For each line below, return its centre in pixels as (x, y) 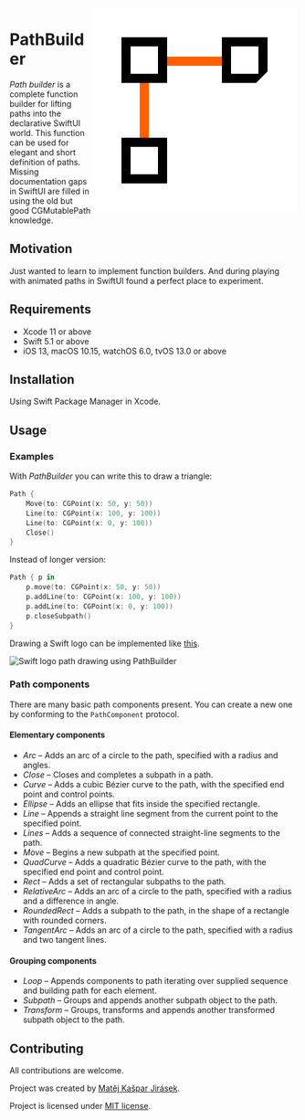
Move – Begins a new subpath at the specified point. (121, 852)
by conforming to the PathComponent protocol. (95, 713)
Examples (32, 456)
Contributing (47, 1048)
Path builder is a (40, 84)
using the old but (41, 201)
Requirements (50, 309)
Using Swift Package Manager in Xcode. (85, 402)
